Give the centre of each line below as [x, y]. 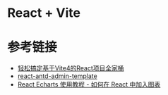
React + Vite [44, 13]
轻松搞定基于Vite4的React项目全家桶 [71, 68]
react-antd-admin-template [57, 76]
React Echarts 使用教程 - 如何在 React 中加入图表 [89, 84]
